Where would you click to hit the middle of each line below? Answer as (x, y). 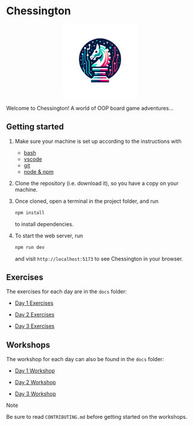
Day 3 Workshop (35, 394)
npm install (29, 212)
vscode (33, 159)
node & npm (38, 171)
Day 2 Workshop (35, 383)
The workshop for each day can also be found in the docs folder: (85, 359)
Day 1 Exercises (34, 303)
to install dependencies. (44, 224)
